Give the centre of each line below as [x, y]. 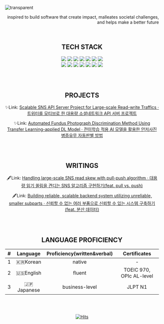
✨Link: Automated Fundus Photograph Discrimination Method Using [82, 123]
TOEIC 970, [137, 270]
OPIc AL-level [137, 276]
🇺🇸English [29, 273]
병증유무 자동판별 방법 [82, 135]
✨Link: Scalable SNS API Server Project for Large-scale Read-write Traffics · [82, 107]
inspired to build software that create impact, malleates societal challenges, [83, 17]
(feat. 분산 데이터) [82, 209]
